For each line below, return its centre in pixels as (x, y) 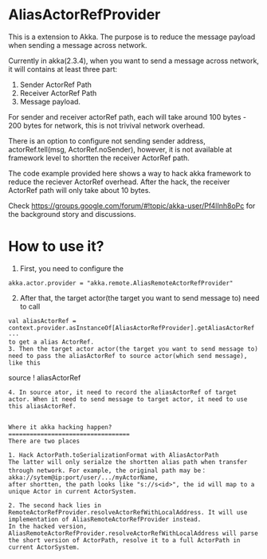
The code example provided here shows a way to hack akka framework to (130, 173)
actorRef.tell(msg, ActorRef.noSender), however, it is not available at (120, 149)
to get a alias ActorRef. (51, 342)
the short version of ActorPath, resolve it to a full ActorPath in (124, 540)
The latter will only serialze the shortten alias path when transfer (128, 462)
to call (30, 306)
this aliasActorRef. (43, 406)
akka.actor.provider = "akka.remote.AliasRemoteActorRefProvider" (121, 283)
